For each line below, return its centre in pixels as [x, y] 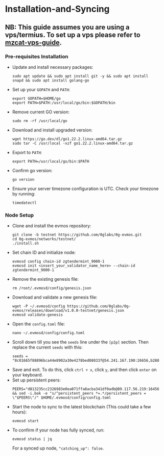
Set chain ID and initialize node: [44, 253]
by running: [24, 194]
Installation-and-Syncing [57, 9]
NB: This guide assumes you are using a [67, 27]
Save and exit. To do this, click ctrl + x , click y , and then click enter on [84, 370]
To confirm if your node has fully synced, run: [58, 430]
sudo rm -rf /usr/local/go [40, 121]
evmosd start [25, 421]
